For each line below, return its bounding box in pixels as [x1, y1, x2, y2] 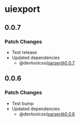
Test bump [11, 100, 34, 106]
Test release [11, 49, 38, 55]
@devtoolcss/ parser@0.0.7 [19, 60, 75, 65]
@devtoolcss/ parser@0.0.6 [19, 111, 75, 117]
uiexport [4, 3, 40, 15]
